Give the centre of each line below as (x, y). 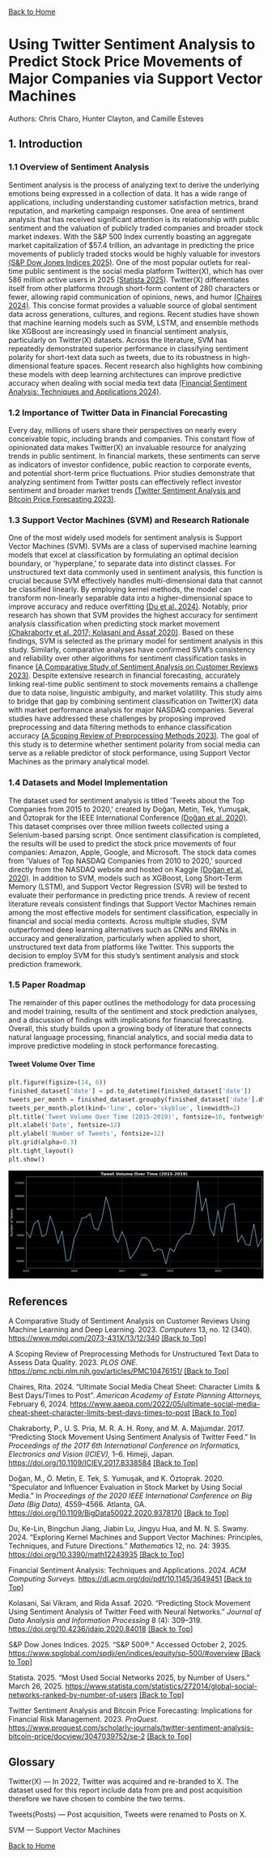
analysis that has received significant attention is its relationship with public (134, 219)
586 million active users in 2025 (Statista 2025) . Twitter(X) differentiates (129, 280)
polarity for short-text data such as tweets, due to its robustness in (120, 357)
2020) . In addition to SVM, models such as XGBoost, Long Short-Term (125, 878)
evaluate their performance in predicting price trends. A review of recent (129, 895)
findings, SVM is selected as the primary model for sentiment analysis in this (136, 641)
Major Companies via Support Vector (136, 79)
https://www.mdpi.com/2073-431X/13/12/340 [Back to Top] (107, 1338)
